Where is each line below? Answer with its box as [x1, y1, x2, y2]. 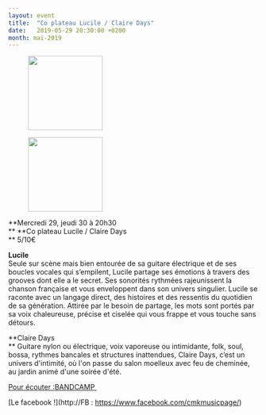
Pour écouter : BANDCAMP [8, 382, 95, 392]
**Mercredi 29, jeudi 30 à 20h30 [8, 218, 117, 228]
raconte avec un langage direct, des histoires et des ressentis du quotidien [8, 293, 253, 302]
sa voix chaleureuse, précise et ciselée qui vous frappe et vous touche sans [8, 309, 256, 319]
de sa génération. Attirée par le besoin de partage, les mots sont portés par [8, 301, 255, 310]
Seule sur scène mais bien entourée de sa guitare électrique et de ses [8, 259, 237, 268]
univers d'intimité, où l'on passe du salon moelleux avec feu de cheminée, [8, 359, 250, 368]
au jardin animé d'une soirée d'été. [8, 367, 121, 377]
